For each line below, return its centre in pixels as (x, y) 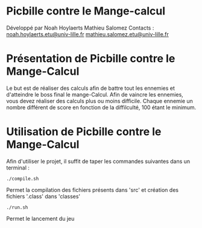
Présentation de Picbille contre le (91, 59)
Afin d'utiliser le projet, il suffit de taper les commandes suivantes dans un (98, 161)
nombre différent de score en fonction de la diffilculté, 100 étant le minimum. (101, 107)
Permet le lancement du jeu (40, 218)
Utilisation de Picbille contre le (84, 132)
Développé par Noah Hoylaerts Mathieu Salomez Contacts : (80, 28)
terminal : (18, 168)
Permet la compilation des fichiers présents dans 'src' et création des (93, 190)
